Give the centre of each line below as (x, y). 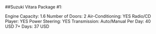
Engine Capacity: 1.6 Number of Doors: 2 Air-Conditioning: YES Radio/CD (78, 16)
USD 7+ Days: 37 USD (27, 26)
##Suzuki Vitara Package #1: (34, 7)
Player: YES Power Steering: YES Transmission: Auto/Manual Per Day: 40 (78, 21)
